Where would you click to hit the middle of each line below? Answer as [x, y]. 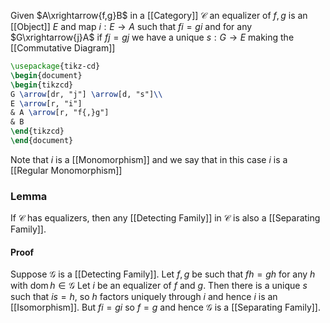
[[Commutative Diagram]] [63, 48]
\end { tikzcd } [37, 131]
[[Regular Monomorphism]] [66, 170]
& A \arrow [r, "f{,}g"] [60, 113]
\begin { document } [46, 75]
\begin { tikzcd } [42, 85]
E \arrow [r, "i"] [46, 103]
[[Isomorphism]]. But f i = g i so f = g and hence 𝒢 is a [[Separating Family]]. [165, 307]
